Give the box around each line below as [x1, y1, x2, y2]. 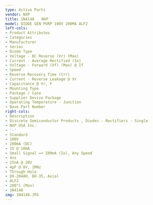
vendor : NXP [5, 12, 30, 17]
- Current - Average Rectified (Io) [5, 58, 81, 63]
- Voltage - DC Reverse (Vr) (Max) [5, 53, 79, 59]
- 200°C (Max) [5, 183, 35, 188]
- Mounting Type [5, 86, 39, 91]
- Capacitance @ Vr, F [5, 81, 52, 86]
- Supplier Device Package [5, 95, 61, 100]
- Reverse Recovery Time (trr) [5, 72, 70, 77]
